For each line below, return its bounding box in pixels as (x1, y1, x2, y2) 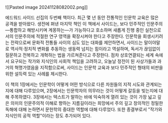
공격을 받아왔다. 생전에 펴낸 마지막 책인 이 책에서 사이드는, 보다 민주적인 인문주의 (5, 21, 163, 26)
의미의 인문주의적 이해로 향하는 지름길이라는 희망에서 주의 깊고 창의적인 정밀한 (10, 100, 163, 106)
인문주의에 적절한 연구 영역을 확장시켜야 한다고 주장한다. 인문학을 (14, 33, 142, 39)
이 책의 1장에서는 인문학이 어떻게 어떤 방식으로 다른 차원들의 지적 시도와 (5, 81, 145, 87)
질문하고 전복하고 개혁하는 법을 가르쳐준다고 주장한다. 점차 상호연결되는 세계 (5, 52, 154, 58)
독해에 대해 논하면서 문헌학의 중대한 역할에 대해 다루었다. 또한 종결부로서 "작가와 (5, 106, 162, 112)
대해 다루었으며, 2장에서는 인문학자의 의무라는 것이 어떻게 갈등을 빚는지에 (14, 87, 158, 93)
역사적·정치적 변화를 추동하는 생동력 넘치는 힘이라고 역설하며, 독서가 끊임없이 (10, 46, 160, 51)
